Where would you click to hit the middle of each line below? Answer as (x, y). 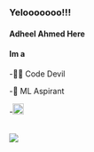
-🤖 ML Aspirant (37, 91)
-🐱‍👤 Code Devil (37, 74)
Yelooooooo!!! (40, 12)
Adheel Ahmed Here (47, 34)
